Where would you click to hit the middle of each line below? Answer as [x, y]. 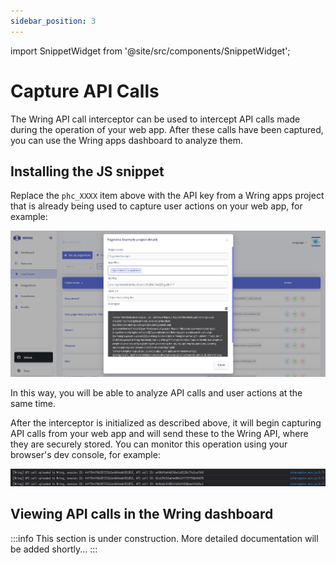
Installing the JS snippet [87, 171]
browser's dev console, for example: [85, 455]
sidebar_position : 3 [53, 21]
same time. [33, 404]
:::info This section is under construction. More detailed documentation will [164, 538]
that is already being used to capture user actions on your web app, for [156, 206]
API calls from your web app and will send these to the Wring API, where [159, 434]
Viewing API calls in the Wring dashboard [142, 514]
